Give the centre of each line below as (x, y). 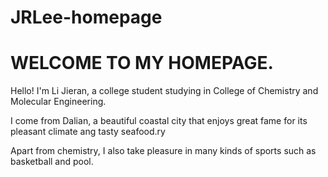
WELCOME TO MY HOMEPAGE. (142, 63)
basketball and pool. (52, 162)
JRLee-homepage (86, 17)
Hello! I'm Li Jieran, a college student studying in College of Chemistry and (164, 91)
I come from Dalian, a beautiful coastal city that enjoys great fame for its (159, 121)
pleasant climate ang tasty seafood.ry (88, 132)
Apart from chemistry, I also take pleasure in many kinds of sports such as (163, 151)
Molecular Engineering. (58, 102)
